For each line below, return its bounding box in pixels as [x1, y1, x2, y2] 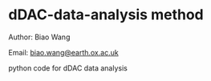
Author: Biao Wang [8, 32, 71, 42]
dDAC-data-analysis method [8, 6, 204, 24]
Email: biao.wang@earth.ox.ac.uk [8, 47, 119, 57]
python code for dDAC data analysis [8, 63, 128, 73]
